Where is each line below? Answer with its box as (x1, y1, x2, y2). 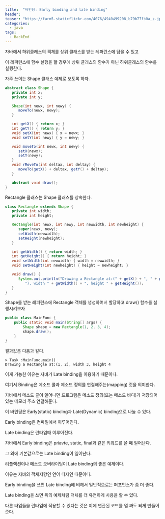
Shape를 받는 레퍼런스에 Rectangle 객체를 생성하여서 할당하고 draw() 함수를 (5, 300, 152, 305)
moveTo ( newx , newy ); (18, 108, 60, 113)
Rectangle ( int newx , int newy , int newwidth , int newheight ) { (11, 222, 144, 227)
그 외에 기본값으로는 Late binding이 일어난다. (5, 450, 92, 456)
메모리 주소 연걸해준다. (14, 398, 58, 404)
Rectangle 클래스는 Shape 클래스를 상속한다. (5, 194, 92, 200)
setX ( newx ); (18, 148, 43, 154)
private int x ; (11, 90, 43, 95)
